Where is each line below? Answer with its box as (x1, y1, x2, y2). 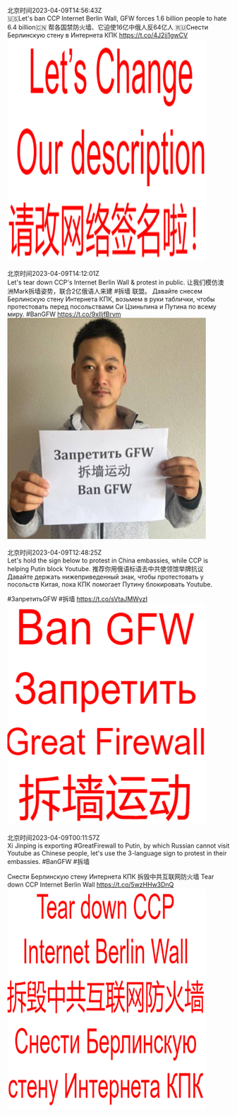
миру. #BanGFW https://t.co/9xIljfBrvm (7, 310, 121, 318)
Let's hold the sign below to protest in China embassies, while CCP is (7, 556, 209, 565)
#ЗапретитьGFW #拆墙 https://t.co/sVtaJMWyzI (7, 595, 148, 603)
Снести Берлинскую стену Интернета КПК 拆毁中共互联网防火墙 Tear (7, 872, 214, 881)
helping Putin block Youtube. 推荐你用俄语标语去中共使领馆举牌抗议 (7, 565, 204, 573)
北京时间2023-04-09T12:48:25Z (7, 548, 102, 557)
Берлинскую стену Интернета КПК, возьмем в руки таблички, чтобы (7, 295, 215, 303)
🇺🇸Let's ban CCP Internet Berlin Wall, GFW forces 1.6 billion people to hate (7, 14, 227, 23)
